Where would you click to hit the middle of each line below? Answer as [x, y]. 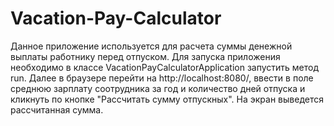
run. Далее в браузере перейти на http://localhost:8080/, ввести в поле [162, 78]
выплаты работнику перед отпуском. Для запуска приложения [145, 56]
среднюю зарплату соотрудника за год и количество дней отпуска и [158, 88]
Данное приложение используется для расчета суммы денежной [151, 46]
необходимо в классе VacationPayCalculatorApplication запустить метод [165, 67]
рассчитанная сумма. [57, 109]
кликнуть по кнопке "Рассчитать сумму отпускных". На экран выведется [167, 99]
